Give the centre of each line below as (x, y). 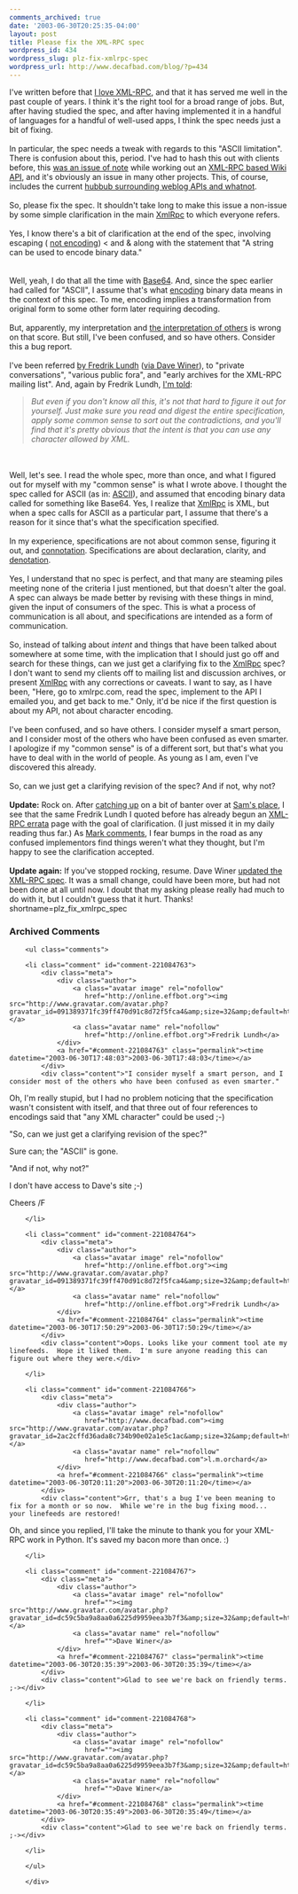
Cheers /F (27, 1203)
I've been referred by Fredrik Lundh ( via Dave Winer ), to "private (127, 365)
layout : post (33, 34)
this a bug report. (41, 346)
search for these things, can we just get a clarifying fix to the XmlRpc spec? (147, 663)
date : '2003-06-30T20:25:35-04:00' (75, 26)
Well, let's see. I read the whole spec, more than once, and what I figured (143, 474)
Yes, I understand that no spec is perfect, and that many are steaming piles (146, 578)
